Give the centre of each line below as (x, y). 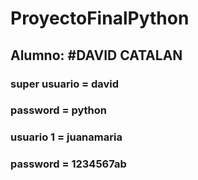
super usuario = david (65, 84)
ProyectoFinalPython (100, 18)
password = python (59, 110)
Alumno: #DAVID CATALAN (96, 55)
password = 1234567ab (68, 164)
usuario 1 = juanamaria (66, 137)
